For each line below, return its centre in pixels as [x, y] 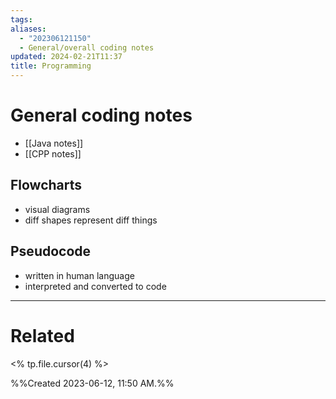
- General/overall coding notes [87, 47]
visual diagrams [57, 209]
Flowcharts [46, 185]
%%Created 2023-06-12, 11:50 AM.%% [92, 383]
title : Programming [51, 66]
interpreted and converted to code [95, 286]
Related [42, 335]
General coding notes [101, 115]
